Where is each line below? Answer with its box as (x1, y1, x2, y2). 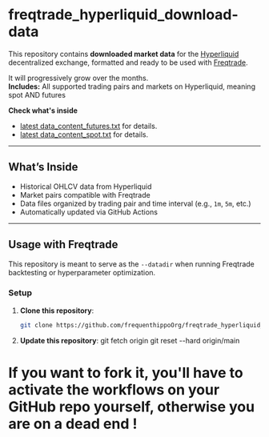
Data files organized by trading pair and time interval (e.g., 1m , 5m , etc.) (19, 198, 251, 208)
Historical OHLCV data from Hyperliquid (19, 182, 152, 191)
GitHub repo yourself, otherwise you (8, 398, 255, 415)
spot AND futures (8, 90, 66, 99)
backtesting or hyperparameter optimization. (8, 267, 156, 277)
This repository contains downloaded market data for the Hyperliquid (8, 49, 239, 58)
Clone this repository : (19, 306, 94, 315)
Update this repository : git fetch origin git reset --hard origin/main (19, 335, 240, 345)
